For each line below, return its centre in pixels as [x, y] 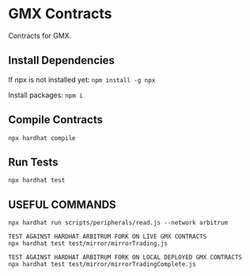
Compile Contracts [55, 120]
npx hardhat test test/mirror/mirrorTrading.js [88, 244]
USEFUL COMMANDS [62, 204]
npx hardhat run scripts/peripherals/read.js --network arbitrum [118, 223]
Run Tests [33, 162]
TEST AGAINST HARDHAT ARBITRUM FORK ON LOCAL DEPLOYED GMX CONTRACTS [125, 258]
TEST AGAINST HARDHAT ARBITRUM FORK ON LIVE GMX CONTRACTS [108, 237]
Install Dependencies [61, 60]
